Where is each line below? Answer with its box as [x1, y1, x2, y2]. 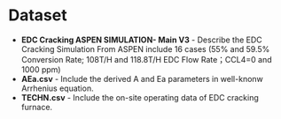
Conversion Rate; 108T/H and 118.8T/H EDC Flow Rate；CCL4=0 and [20, 54, 272, 64]
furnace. [20, 101, 53, 112]
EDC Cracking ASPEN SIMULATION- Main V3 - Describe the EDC [20, 34, 262, 45]
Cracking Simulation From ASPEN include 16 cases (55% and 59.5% [20, 43, 270, 54]
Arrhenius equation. [20, 83, 94, 93]
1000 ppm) [20, 63, 61, 75]
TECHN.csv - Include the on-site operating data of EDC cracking [20, 92, 259, 102]
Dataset [8, 5, 67, 26]
